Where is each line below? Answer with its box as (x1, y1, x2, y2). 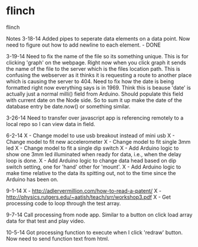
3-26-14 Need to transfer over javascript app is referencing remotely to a (6, 114, 184, 121)
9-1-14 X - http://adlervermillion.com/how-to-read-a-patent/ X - (6, 187, 161, 194)
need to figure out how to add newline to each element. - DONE (6, 41, 161, 48)
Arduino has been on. (6, 176, 59, 183)
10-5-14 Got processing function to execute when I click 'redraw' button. (6, 229, 183, 236)
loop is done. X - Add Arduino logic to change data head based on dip (6, 157, 177, 164)
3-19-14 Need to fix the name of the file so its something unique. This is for (6, 52, 189, 60)
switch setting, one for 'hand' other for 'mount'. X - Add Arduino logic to (6, 163, 181, 170)
